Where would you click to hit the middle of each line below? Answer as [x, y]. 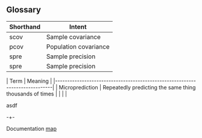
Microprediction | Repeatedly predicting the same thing [127, 87]
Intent [78, 26]
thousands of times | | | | [37, 94]
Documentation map [32, 128]
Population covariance [78, 46]
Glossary [24, 10]
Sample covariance [74, 37]
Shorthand [25, 26]
